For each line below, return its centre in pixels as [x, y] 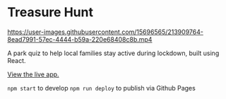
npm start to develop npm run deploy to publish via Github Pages [101, 88]
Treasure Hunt [50, 12]
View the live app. [33, 74]
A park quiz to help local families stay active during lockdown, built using [113, 53]
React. [17, 60]
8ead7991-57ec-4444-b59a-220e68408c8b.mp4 [80, 39]
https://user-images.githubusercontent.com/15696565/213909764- [105, 32]
